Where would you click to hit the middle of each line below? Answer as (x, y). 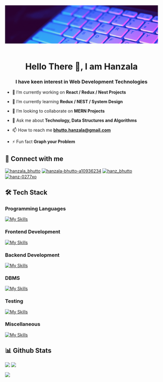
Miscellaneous (23, 324)
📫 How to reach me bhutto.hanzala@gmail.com (61, 130)
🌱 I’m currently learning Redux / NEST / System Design (67, 102)
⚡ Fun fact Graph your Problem (43, 142)
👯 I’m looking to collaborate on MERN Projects (58, 111)
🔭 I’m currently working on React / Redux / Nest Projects (69, 92)
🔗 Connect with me (34, 159)
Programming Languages (36, 208)
